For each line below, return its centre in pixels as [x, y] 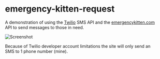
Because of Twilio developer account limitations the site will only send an [78, 46]
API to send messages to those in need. [44, 27]
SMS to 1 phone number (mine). [36, 51]
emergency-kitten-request [60, 9]
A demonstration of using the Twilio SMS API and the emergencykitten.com [80, 22]
